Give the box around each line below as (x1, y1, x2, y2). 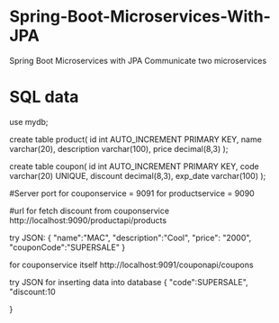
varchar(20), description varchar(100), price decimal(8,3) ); (9, 143, 229, 154)
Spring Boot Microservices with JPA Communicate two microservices (9, 55, 267, 66)
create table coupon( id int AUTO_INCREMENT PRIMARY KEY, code (9, 160, 259, 172)
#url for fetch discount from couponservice (9, 205, 169, 216)
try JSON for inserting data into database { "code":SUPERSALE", (9, 276, 249, 287)
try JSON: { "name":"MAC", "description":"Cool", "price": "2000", (9, 232, 252, 243)
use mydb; (9, 116, 49, 127)
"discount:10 (9, 286, 56, 297)
